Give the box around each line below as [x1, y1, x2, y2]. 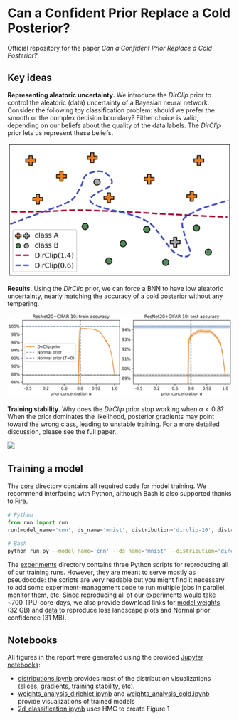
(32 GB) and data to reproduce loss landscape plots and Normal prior [7, 606, 211, 615]
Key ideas [7, 72, 52, 84]
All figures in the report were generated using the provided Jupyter [7, 652, 204, 661]
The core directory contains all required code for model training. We [7, 482, 207, 490]
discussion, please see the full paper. [7, 427, 117, 435]
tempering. [7, 299, 40, 307]
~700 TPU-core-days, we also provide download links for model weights [7, 598, 221, 607]
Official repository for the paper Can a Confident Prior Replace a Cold [7, 43, 212, 52]
